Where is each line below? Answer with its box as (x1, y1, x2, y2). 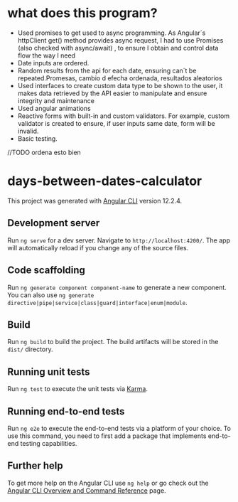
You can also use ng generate (7, 290, 94, 299)
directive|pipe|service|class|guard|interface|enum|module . (7, 298, 188, 306)
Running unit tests (7, 365, 90, 378)
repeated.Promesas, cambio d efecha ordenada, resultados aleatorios (17, 73, 222, 82)
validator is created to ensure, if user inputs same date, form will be (17, 119, 215, 127)
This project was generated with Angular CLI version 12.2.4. (7, 196, 183, 205)
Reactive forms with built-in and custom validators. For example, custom (17, 112, 229, 120)
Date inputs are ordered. (17, 58, 90, 67)
